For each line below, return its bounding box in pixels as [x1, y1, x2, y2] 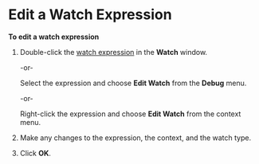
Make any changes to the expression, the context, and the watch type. [19, 133, 252, 143]
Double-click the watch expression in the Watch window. [19, 47, 208, 57]
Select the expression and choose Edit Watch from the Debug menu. [19, 78, 247, 88]
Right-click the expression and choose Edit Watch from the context [19, 109, 241, 119]
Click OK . [19, 148, 52, 158]
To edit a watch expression [8, 32, 100, 41]
